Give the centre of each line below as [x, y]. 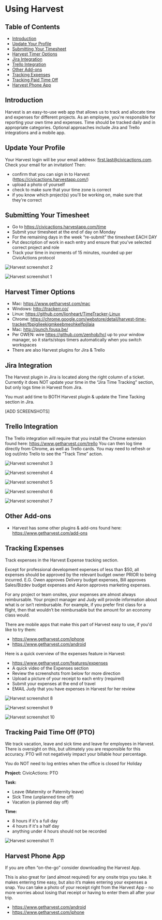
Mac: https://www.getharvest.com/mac [51, 304]
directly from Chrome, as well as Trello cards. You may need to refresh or [78, 448]
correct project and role [36, 247]
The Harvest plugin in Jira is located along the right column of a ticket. [75, 377]
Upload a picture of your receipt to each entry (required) [68, 678]
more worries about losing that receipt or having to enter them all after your [80, 893]
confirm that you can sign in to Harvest [51, 174]
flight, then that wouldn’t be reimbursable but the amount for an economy [78, 610]
